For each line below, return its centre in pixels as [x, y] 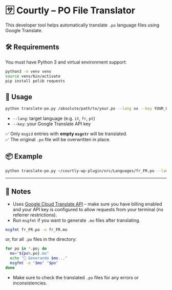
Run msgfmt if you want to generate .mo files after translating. [77, 220]
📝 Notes [18, 192]
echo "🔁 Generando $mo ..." [39, 258]
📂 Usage [19, 97]
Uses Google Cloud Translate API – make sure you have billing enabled [87, 204]
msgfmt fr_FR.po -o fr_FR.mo [36, 230]
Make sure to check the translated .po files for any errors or [76, 277]
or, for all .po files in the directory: [41, 239]
